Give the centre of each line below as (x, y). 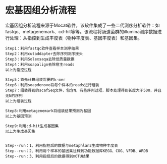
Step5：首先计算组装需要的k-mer (35, 79)
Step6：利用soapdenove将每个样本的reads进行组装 (52, 85)
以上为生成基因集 (20, 131)
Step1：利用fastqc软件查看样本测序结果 (42, 48)
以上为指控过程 (18, 70)
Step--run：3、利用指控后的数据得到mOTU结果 (47, 156)
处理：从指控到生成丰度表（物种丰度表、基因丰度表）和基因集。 (76, 38)
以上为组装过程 (18, 101)
